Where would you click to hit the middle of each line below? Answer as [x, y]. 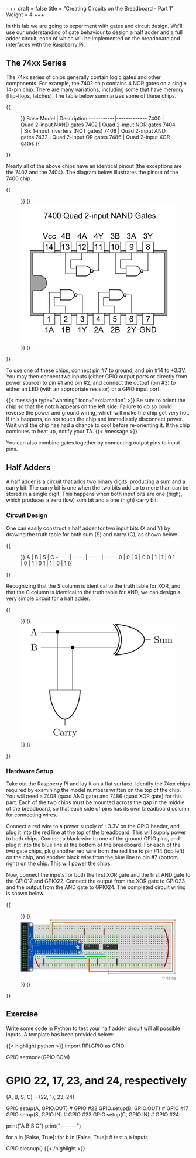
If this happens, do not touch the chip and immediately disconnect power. [94, 419]
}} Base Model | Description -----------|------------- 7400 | [92, 118]
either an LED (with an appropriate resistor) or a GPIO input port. [84, 389]
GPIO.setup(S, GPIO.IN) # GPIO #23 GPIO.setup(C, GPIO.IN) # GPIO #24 [93, 1114]
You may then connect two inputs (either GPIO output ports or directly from [97, 377]
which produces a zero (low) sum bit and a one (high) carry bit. [82, 500]
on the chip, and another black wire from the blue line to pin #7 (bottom [92, 857]
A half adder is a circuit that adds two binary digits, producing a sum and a [96, 481]
